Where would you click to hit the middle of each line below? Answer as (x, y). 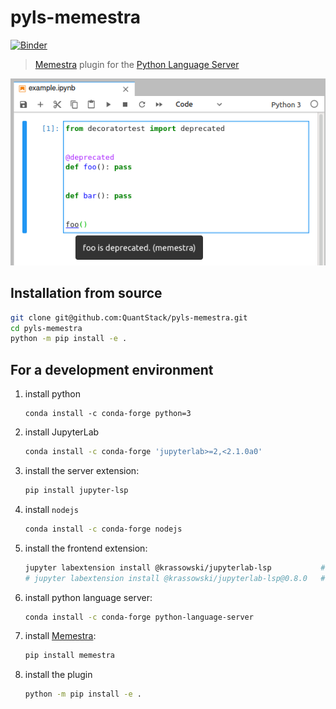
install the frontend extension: (86, 548)
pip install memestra (69, 656)
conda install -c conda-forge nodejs (103, 529)
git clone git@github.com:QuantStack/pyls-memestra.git (129, 317)
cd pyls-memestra (46, 328)
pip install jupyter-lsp (76, 491)
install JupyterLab (62, 432)
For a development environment (112, 369)
